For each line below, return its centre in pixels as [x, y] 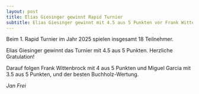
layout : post [22, 11]
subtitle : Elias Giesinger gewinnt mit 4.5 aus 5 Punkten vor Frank [92, 22]
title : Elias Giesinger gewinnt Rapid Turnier [65, 17]
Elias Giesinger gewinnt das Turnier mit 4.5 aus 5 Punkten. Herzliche [89, 51]
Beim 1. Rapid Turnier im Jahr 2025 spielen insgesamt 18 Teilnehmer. [90, 39]
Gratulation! [20, 57]
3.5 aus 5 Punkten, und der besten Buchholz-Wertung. [73, 75]
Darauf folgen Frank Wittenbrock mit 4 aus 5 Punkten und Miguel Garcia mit [99, 68]
